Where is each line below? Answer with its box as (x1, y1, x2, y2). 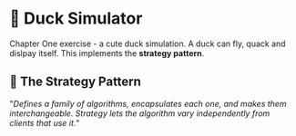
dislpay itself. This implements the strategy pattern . (9, 47, 205, 58)
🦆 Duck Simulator (9, 8, 143, 29)
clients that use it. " (9, 117, 80, 128)
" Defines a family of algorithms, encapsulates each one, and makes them (9, 98, 287, 109)
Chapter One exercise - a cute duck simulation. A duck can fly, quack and (9, 38, 286, 49)
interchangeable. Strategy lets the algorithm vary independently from (9, 108, 270, 119)
